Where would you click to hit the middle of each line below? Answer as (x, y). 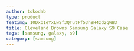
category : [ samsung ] (32, 39)
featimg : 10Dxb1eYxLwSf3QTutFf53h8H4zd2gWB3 (62, 22)
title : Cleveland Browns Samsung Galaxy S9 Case (67, 28)
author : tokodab (26, 11)
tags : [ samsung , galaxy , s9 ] (42, 33)
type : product (24, 17)
